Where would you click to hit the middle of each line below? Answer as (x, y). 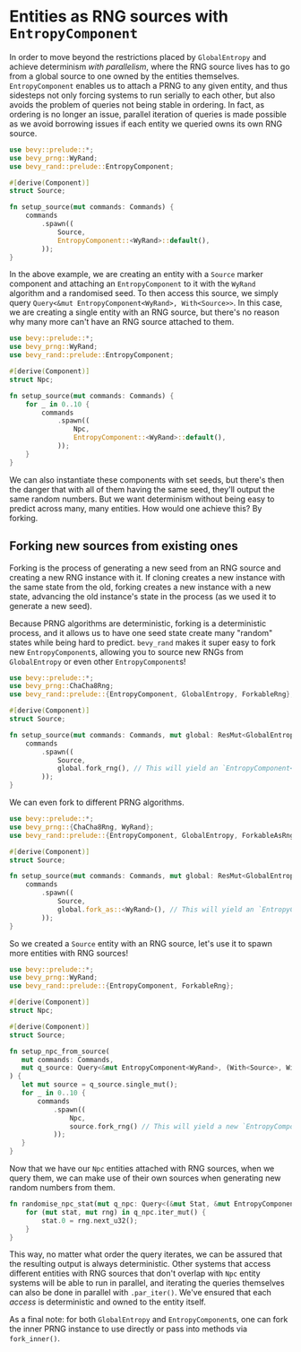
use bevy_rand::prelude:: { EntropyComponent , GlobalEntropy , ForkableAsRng (152, 835)
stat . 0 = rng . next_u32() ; (90, 1221)
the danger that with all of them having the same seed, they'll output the (142, 489)
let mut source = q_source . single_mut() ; (99, 1085)
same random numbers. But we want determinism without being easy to (142, 499)
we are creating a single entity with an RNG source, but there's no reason (144, 312)
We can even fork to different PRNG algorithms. (97, 802)
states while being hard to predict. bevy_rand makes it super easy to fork (142, 642)
